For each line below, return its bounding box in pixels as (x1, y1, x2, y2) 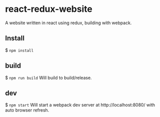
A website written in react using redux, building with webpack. (5, 20, 132, 26)
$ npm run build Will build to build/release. (5, 75, 92, 80)
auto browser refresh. (5, 107, 49, 113)
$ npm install (5, 47, 34, 53)
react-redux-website (5, 3, 93, 15)
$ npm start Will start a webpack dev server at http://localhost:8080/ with (5, 102, 156, 108)
